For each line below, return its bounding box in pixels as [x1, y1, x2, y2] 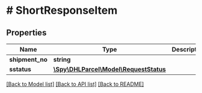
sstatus [9, 65, 31, 73]
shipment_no [9, 55, 48, 64]
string [53, 55, 71, 64]
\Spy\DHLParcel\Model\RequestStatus [53, 65, 167, 73]
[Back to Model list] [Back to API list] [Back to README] [6, 80, 144, 88]
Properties [6, 28, 47, 38]
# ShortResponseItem [6, 4, 118, 17]
